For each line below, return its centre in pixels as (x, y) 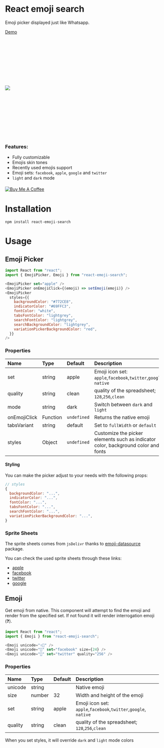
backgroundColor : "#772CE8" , (43, 302)
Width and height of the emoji (110, 695)
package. (14, 549)
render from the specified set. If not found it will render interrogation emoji (80, 615)
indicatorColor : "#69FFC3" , (42, 306)
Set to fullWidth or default (125, 425)
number (40, 695)
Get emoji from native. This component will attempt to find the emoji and (78, 610)
